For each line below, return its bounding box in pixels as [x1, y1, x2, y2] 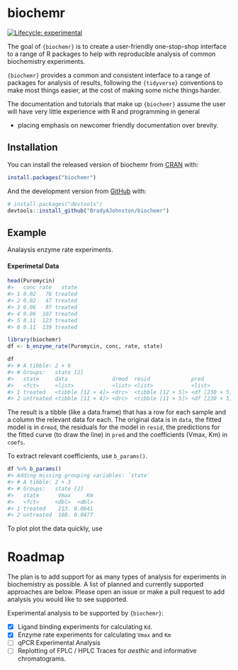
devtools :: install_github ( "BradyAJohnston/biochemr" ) [7, 207, 170, 214]
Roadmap [7, 549, 65, 565]
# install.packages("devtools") [7, 200, 103, 208]
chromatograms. [17, 654, 66, 663]
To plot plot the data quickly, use [7, 524, 103, 533]
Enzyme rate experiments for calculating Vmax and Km [17, 630, 171, 639]
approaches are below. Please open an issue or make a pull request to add [7, 588, 225, 596]
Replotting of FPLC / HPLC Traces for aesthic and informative [17, 647, 197, 655]
